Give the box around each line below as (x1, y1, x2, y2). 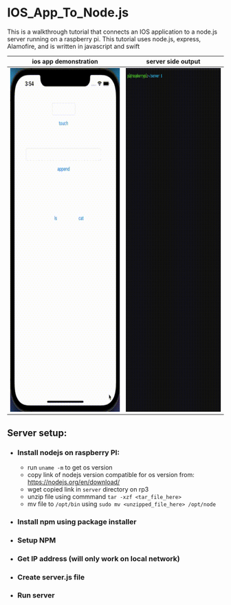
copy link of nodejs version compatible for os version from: (27, 470, 195, 478)
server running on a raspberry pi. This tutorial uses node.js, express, (7, 34, 201, 43)
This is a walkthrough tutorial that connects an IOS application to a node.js (7, 27, 218, 36)
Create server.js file (16, 572, 85, 582)
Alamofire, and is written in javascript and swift (7, 42, 140, 50)
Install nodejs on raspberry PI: (16, 448, 120, 457)
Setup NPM (16, 535, 56, 544)
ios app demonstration (32, 57, 98, 66)
